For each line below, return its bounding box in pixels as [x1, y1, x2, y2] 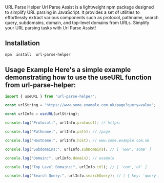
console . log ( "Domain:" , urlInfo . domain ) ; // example [5, 156, 115, 160]
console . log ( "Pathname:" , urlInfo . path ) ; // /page [5, 129, 110, 134]
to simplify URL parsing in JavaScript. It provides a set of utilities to [5, 9, 140, 15]
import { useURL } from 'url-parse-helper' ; [5, 94, 97, 99]
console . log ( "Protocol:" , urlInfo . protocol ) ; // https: [5, 120, 121, 125]
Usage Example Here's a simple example [5, 66, 131, 74]
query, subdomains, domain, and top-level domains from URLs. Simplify [5, 20, 150, 25]
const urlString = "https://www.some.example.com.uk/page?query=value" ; [5, 103, 156, 108]
